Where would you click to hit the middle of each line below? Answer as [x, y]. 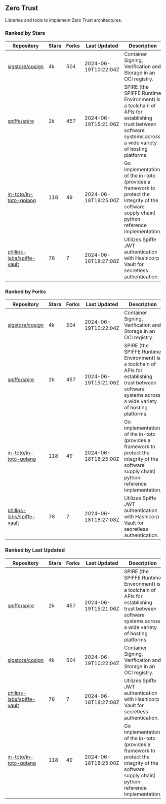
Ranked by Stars [25, 33]
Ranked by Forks [25, 292]
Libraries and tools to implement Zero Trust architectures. [64, 20]
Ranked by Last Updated [35, 550]
